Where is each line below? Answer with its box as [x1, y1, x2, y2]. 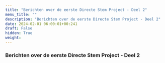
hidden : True [5, 30, 33, 35]
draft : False [5, 26, 33, 31]
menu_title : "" [5, 12, 37, 17]
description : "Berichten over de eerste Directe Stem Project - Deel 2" [5, 16, 161, 21]
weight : [5, 35, 22, 40]
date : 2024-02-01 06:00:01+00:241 [5, 21, 78, 26]
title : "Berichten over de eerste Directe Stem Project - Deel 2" [5, 7, 147, 12]
